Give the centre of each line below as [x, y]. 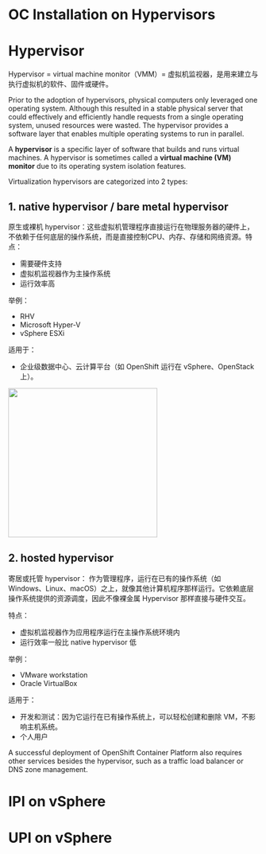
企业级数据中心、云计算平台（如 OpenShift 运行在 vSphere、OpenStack [137, 366]
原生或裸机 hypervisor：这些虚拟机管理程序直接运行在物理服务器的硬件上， [131, 226]
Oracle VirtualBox [48, 683]
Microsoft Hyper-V [50, 325]
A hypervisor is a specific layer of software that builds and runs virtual [124, 150]
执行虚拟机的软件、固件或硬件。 [60, 84]
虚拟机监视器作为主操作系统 [65, 273]
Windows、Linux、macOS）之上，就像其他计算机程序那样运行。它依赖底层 [131, 588]
